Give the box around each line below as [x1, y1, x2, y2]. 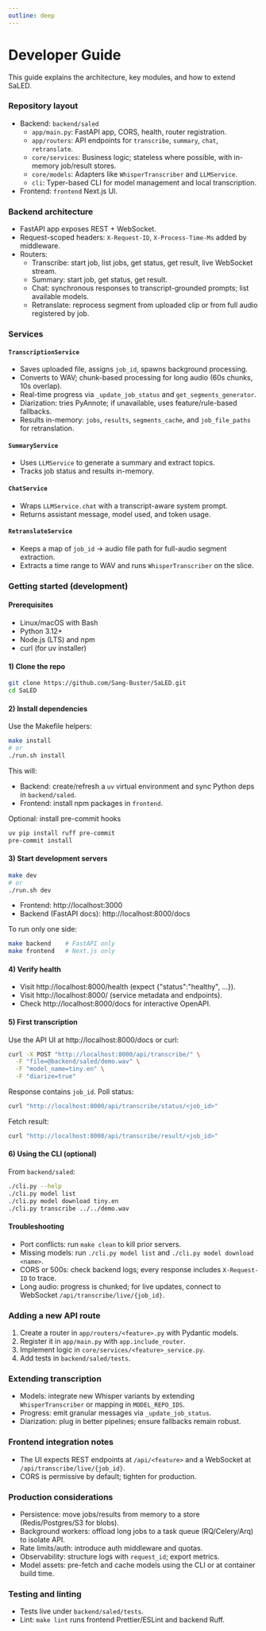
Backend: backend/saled [19, 119, 99, 128]
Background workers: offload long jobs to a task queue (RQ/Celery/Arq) [19, 1526, 254, 1536]
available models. [31, 292, 89, 302]
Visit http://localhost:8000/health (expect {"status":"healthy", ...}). [19, 982, 236, 991]
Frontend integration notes [8, 1437, 114, 1448]
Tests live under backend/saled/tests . [19, 1606, 145, 1616]
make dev [8, 871, 37, 879]
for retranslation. [19, 423, 75, 434]
